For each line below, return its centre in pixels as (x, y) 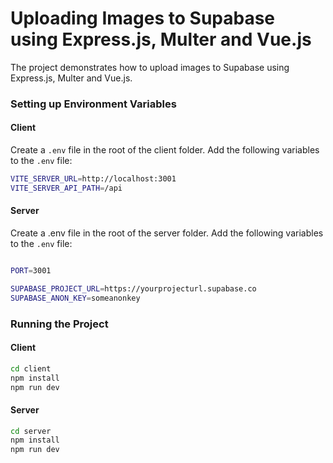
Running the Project (59, 324)
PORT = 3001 (31, 271)
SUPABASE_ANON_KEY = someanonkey (75, 298)
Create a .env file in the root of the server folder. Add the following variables (167, 233)
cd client (31, 368)
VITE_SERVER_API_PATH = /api (66, 188)
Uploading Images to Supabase (143, 18)
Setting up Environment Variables (93, 104)
